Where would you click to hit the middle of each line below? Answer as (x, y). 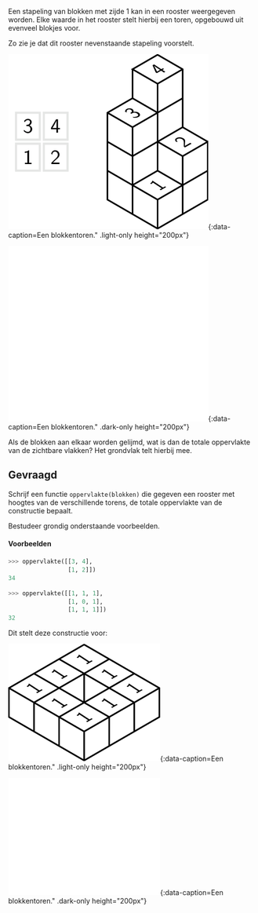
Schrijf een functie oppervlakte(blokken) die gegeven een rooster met (122, 494)
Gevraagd (33, 475)
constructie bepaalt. (40, 510)
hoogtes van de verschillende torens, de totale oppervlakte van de (115, 502)
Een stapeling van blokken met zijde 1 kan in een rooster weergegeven (122, 11)
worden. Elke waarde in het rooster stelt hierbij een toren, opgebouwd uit (126, 20)
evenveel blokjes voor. (44, 28)
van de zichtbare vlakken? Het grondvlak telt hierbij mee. (100, 450)
